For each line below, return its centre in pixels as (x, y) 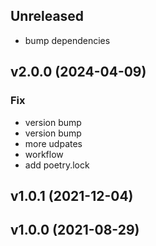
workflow (44, 154)
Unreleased (47, 16)
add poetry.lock (57, 165)
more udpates (53, 143)
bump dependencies (67, 40)
